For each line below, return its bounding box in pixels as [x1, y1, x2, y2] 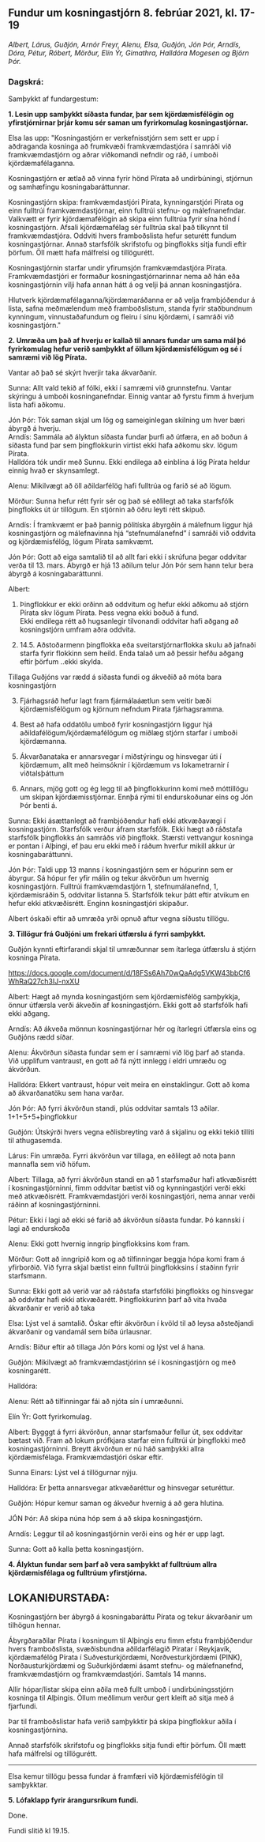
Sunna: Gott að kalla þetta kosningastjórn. [8, 1545, 144, 1554]
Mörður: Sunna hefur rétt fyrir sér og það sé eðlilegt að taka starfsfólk [8, 496, 234, 506]
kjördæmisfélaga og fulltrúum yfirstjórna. [8, 1568, 147, 1578]
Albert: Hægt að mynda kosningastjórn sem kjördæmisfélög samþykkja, [8, 992, 241, 1002]
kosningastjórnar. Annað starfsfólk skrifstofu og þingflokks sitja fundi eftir [8, 240, 247, 249]
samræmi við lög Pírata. [8, 353, 88, 362]
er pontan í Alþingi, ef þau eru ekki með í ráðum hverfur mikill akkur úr [8, 841, 235, 851]
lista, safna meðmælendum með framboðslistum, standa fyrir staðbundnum [8, 304, 252, 313]
